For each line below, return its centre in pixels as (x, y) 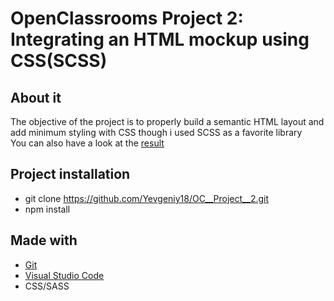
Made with (44, 240)
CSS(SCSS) (59, 61)
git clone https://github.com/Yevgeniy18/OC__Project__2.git (147, 198)
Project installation (70, 174)
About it (36, 97)
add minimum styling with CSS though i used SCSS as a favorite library (156, 132)
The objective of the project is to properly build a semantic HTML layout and (167, 121)
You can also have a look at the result (87, 143)
